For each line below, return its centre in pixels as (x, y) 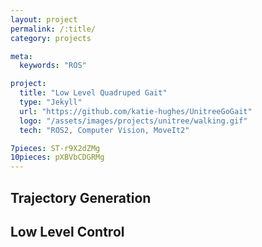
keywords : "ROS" (53, 66)
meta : (21, 56)
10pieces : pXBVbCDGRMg (57, 157)
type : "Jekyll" (51, 102)
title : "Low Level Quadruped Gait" (93, 93)
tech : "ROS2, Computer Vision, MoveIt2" (104, 130)
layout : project (44, 19)
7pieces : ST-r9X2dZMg (55, 148)
